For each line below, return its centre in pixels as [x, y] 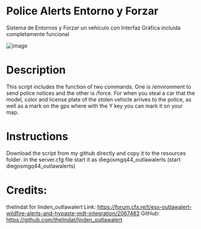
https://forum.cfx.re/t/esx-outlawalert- [144, 207]
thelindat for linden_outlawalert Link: [51, 207]
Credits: [27, 190]
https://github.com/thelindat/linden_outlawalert [64, 219]
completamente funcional [38, 34]
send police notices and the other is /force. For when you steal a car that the [100, 93]
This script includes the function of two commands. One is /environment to [99, 87]
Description [36, 70]
